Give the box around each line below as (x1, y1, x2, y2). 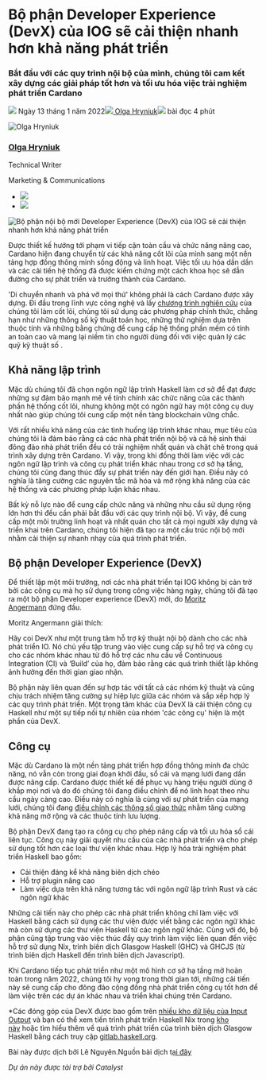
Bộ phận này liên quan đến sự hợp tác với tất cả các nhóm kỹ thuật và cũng (8, 683, 255, 692)
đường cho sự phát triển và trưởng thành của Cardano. (8, 274, 187, 284)
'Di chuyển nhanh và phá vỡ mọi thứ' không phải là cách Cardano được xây (8, 289, 254, 299)
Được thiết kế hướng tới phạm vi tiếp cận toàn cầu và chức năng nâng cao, (8, 240, 252, 250)
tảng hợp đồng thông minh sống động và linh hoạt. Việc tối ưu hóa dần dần (8, 257, 253, 267)
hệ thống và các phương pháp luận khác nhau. (8, 484, 160, 494)
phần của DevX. (8, 717, 61, 726)
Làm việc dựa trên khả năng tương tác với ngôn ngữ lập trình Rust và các (19, 885, 258, 894)
